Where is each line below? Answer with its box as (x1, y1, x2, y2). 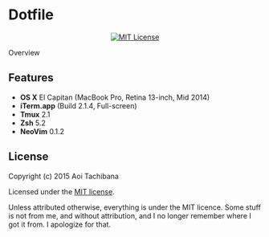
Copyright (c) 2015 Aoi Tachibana (8, 171, 119, 181)
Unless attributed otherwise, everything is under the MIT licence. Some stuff (8, 202, 261, 212)
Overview (8, 47, 40, 57)
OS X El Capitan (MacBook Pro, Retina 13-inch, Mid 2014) (19, 92, 210, 102)
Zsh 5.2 (19, 118, 47, 128)
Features (8, 71, 54, 85)
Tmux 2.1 (19, 109, 51, 119)
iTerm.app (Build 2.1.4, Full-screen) (19, 100, 138, 110)
